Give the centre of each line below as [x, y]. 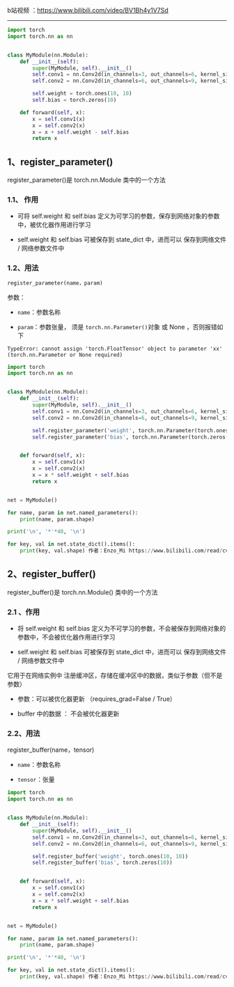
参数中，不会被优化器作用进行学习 [66, 637]
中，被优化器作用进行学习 [54, 225]
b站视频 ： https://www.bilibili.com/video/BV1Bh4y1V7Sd [88, 10]
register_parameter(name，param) [55, 283]
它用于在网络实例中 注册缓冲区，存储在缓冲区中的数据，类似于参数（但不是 [115, 676]
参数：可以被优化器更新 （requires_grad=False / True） [96, 699]
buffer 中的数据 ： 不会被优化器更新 [68, 714]
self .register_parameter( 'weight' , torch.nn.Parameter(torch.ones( [132, 430]
